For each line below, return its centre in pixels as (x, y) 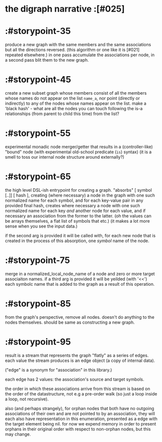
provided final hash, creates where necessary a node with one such (73, 205)
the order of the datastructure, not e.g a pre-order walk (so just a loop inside (81, 393)
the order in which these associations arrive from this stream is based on (78, 389)
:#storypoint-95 (38, 342)
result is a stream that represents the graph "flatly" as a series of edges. (77, 355)
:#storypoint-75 (37, 260)
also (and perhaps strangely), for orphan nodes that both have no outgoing (80, 408)
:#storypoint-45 (38, 80)
